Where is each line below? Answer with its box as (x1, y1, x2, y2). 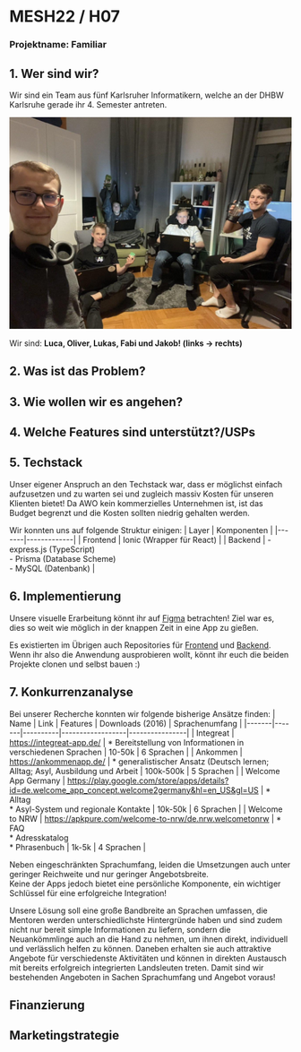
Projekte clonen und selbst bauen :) (9, 659, 141, 669)
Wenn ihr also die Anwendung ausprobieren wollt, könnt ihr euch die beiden (9, 649, 289, 660)
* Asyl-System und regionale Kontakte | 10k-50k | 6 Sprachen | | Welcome (9, 804, 283, 815)
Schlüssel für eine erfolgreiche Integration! (9, 887, 168, 898)
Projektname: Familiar (9, 39, 107, 51)
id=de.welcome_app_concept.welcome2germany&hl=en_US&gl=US (9, 784, 260, 795)
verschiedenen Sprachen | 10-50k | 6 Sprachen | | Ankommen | (9, 746, 244, 757)
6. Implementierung (9, 589, 122, 604)
